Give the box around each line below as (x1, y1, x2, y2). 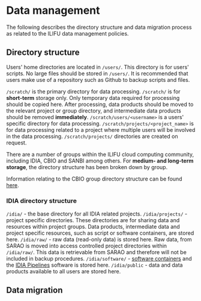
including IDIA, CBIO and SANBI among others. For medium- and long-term (6, 157, 194, 164)
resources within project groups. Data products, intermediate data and (6, 223, 180, 231)
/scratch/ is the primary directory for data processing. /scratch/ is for (6, 88, 181, 95)
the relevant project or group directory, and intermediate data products (6, 107, 181, 114)
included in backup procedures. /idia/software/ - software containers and (6, 255, 192, 262)
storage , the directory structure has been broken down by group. (6, 163, 168, 170)
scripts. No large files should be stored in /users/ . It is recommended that (6, 70, 188, 77)
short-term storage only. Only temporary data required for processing (6, 94, 180, 101)
